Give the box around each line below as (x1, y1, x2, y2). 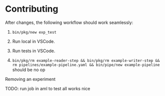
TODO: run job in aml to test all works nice (5, 85, 90, 91)
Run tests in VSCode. (12, 48, 55, 54)
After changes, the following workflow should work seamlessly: (5, 19, 134, 25)
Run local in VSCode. (12, 38, 55, 44)
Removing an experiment (5, 76, 55, 82)
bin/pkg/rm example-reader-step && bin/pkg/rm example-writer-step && (12, 58, 160, 63)
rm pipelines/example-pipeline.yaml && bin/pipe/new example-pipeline (12, 62, 160, 67)
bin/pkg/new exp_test (12, 30, 56, 35)
